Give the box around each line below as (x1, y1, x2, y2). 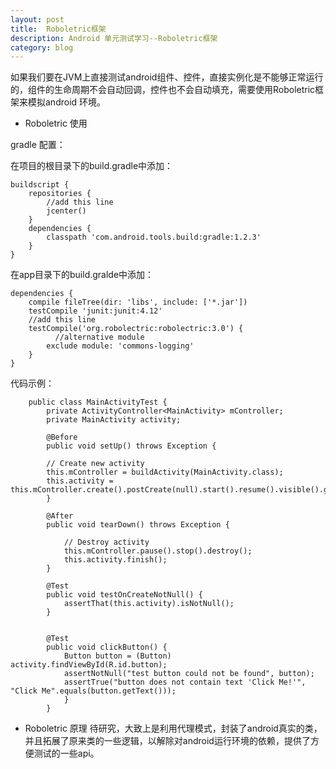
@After (46, 511, 74, 521)
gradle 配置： (10, 139, 66, 151)
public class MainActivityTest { (28, 397, 168, 408)
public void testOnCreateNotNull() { (46, 590, 203, 600)
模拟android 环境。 (27, 96, 107, 108)
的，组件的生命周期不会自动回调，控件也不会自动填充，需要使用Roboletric (10, 84, 316, 96)
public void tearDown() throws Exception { (46, 520, 230, 530)
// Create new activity (46, 459, 145, 469)
